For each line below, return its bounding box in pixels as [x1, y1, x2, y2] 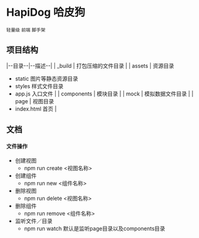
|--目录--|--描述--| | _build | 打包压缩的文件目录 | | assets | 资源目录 [6, 62, 174, 69]
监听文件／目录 [15, 217, 53, 225]
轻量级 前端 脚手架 [6, 27, 46, 33]
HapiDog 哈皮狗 [6, 5, 86, 19]
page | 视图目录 [15, 97, 54, 105]
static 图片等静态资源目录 [15, 75, 79, 82]
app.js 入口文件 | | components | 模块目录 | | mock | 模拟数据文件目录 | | [15, 90, 194, 97]
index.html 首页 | [15, 105, 57, 112]
